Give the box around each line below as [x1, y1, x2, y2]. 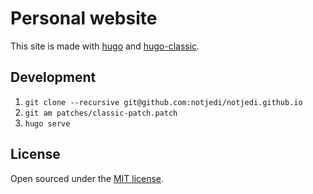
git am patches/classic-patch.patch [24, 108, 178, 118]
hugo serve [24, 118, 71, 129]
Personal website [10, 7, 158, 30]
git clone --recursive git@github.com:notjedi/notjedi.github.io [24, 97, 303, 107]
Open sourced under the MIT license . [10, 172, 165, 184]
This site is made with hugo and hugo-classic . [10, 40, 200, 52]
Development [10, 69, 97, 86]
